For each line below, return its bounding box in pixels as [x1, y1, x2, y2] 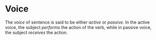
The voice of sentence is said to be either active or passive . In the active [5, 19, 150, 25]
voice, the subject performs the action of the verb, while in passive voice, [5, 24, 152, 30]
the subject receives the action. [5, 29, 68, 35]
